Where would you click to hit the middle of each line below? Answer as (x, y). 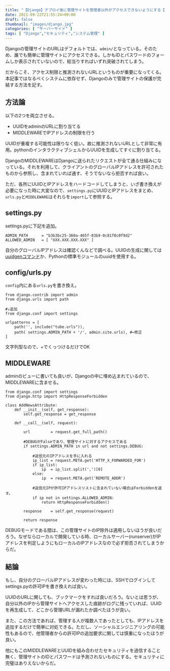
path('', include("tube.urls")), (50, 327)
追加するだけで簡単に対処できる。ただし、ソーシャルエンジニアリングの (80, 627)
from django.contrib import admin (42, 295)
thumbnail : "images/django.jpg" (39, 24)
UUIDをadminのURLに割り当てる (47, 126)
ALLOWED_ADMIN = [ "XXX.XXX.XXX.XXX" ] (50, 240)
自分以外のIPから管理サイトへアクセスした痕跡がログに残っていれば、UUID (83, 603)
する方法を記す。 (27, 85)
